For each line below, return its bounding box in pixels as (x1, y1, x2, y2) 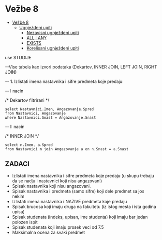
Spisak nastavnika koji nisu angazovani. (12, 183, 91, 189)
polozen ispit (12, 219, 38, 225)
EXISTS (26, 40, 42, 46)
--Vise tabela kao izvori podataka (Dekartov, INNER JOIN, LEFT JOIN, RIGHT (5, 64, 157, 70)
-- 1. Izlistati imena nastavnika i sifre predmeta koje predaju (5, 79, 123, 84)
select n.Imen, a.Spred (5, 142, 53, 147)
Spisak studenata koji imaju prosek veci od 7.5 (12, 224, 104, 230)
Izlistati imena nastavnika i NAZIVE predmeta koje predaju (12, 198, 127, 204)
